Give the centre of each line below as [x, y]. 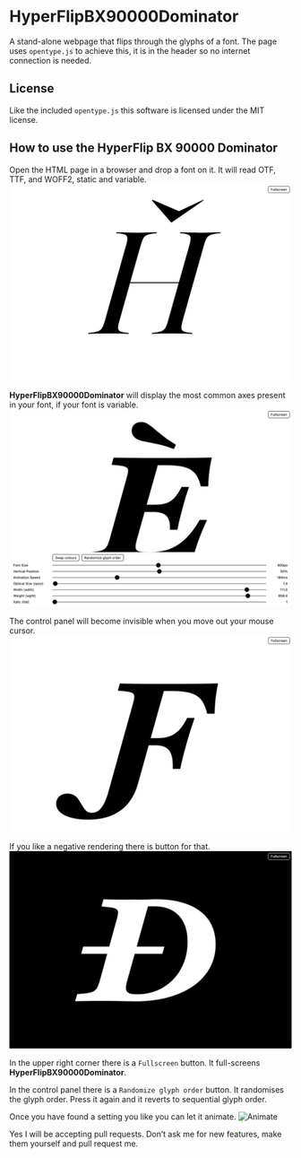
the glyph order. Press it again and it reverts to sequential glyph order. [138, 1099]
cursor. [22, 631]
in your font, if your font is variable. [74, 405]
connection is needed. [51, 60]
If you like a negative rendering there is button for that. [110, 847]
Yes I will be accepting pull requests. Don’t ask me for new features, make [146, 1134]
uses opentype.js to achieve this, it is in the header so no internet [130, 50]
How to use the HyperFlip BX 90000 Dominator [143, 148]
